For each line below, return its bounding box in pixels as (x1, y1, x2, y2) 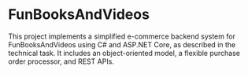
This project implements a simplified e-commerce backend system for (8, 31, 236, 41)
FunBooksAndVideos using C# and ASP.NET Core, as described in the (8, 39, 236, 49)
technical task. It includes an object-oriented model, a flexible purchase (8, 48, 241, 57)
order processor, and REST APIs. (8, 57, 114, 66)
